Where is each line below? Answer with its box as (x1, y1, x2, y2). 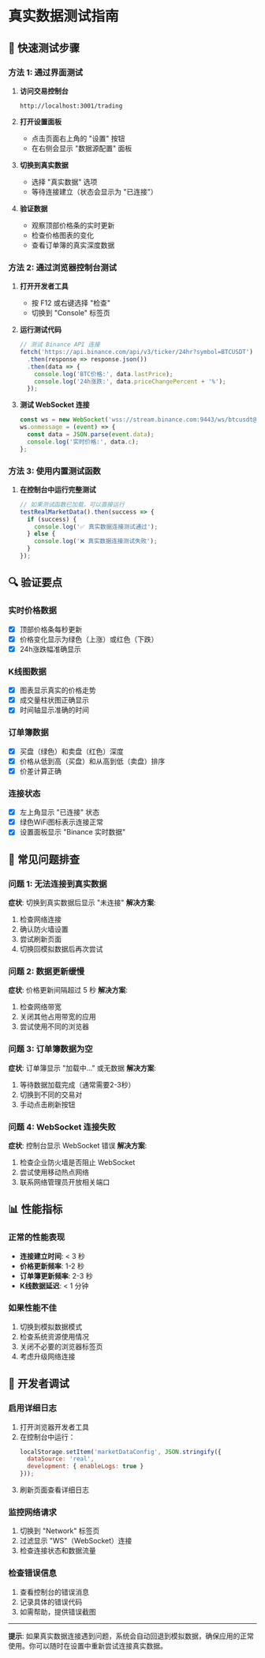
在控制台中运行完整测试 (19, 484, 96, 494)
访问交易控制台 (19, 86, 69, 96)
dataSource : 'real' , (27, 1455, 95, 1463)
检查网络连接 (19, 914, 62, 924)
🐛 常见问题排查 (8, 853, 80, 866)
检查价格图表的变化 (31, 230, 95, 239)
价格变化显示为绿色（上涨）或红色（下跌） (19, 634, 159, 644)
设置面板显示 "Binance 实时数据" (19, 827, 126, 837)
